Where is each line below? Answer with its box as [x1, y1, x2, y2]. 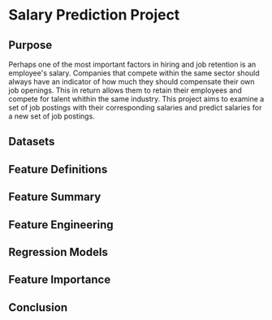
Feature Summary [8, 190, 101, 204]
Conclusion [8, 301, 68, 314]
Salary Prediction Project [8, 6, 180, 24]
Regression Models [8, 245, 108, 259]
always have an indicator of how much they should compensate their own [8, 77, 255, 86]
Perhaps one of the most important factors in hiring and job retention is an [8, 59, 257, 69]
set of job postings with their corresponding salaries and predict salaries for [8, 103, 262, 112]
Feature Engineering [8, 218, 114, 231]
